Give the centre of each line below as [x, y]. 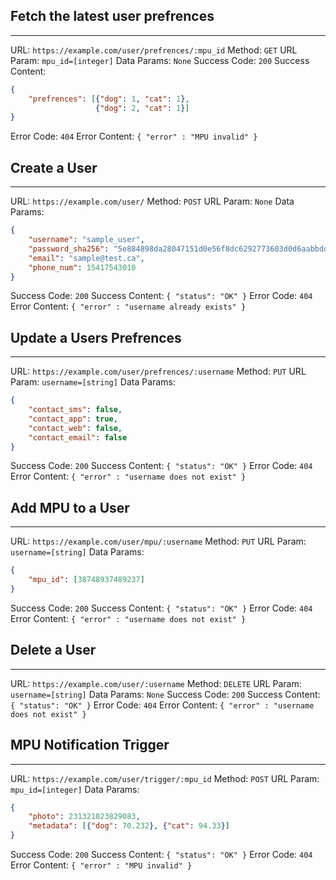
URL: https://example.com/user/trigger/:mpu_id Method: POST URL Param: [165, 778]
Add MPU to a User [70, 507]
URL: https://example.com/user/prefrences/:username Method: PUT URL [158, 371]
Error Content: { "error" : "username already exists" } [128, 306]
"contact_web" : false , [75, 428]
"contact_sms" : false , [75, 410]
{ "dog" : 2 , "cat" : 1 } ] [142, 108]
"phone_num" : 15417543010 [82, 267]
